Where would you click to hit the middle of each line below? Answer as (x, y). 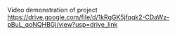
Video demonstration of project (53, 10)
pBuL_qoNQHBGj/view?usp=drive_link (63, 24)
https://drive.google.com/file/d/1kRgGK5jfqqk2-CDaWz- (88, 17)
